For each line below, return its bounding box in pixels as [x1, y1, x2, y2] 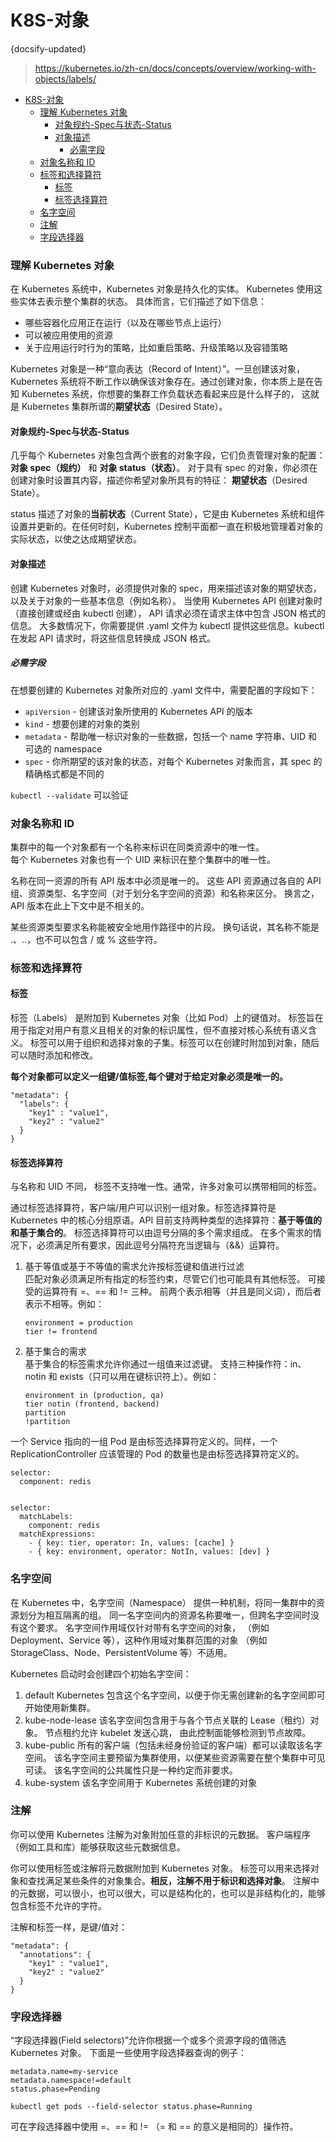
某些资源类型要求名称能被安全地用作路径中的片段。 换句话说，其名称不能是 [10, 921, 320, 933]
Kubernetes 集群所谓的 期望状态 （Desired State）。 [21, 401, 228, 413]
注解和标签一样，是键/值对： [10, 1921, 128, 1933]
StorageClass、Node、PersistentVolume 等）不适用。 [10, 1646, 233, 1658]
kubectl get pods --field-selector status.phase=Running [10, 2102, 253, 2112]
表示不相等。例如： [24, 1298, 105, 1310]
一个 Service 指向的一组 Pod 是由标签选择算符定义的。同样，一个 [10, 1436, 278, 1448]
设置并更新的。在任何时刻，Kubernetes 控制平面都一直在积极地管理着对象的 [10, 521, 323, 533]
